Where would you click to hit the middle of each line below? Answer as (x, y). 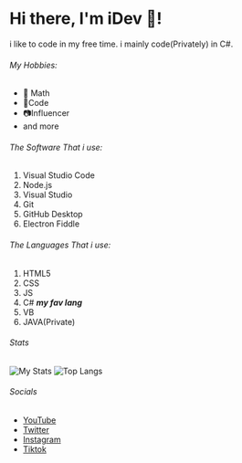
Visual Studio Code (59, 175)
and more (41, 126)
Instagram (42, 439)
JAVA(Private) (49, 321)
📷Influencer (46, 113)
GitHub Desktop (53, 215)
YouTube (39, 420)
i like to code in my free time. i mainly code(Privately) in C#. (121, 44)
